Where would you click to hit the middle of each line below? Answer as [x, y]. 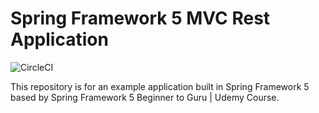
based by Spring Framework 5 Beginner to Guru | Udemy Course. [145, 97]
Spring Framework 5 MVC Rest [140, 18]
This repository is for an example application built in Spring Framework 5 [160, 86]
